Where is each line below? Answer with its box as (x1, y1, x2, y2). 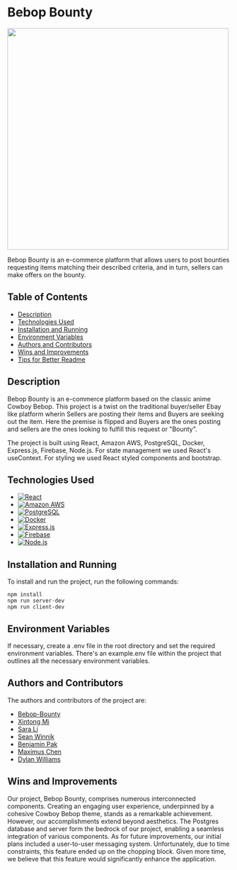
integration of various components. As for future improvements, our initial (7, 832, 221, 840)
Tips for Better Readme (17, 355, 86, 364)
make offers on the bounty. (7, 270, 86, 279)
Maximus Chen (17, 747, 62, 756)
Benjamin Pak (17, 740, 58, 748)
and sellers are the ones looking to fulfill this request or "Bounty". (7, 425, 197, 433)
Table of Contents (7, 291, 88, 303)
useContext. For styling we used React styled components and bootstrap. (7, 453, 222, 462)
